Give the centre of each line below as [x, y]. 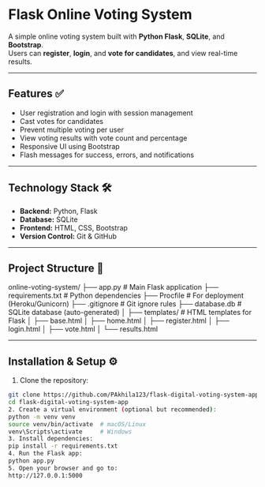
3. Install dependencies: [50, 439]
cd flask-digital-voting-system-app [68, 403]
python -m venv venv [42, 417]
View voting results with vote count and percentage [103, 138]
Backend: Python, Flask [58, 211]
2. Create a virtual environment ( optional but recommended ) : [112, 409]
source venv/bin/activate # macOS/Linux [77, 424]
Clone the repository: [54, 380]
